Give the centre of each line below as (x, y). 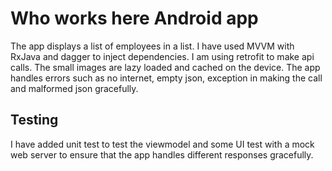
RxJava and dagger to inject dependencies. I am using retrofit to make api (162, 56)
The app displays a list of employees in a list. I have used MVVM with (152, 46)
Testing (34, 120)
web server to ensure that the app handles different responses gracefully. (162, 154)
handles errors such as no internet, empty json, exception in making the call (166, 78)
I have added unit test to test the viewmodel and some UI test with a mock (162, 144)
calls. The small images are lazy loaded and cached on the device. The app (165, 67)
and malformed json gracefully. (74, 88)
